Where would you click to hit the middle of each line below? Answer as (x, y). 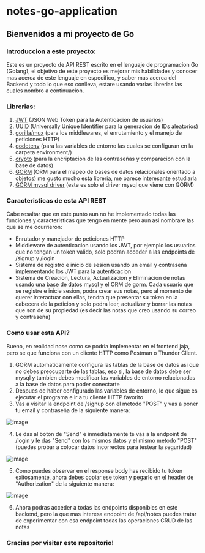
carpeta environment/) (43, 152)
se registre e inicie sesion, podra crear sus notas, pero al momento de (103, 291)
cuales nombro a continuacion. (45, 91)
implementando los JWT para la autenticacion (73, 271)
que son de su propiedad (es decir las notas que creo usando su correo (106, 310)
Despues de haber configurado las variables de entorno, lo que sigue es (106, 391)
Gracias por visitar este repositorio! (60, 543)
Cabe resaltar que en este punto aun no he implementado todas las (91, 214)
